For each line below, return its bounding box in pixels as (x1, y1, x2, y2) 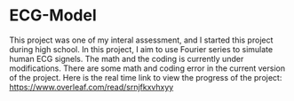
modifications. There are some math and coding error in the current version (9, 63, 286, 74)
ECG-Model (9, 5, 98, 26)
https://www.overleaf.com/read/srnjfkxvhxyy (9, 82, 174, 92)
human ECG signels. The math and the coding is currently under (9, 53, 244, 64)
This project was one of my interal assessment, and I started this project (9, 35, 274, 45)
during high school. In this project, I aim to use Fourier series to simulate (9, 43, 274, 54)
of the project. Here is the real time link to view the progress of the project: (9, 72, 282, 82)
